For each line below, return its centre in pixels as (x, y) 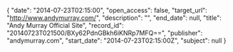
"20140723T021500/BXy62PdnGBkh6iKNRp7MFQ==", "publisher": (105, 33)
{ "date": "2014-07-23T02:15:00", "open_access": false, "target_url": (107, 10)
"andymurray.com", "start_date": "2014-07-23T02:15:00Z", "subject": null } (116, 41)
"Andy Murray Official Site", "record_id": (65, 25)
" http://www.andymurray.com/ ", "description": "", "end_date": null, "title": (114, 18)
